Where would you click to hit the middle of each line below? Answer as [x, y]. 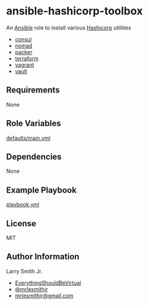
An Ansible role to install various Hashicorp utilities [69, 28]
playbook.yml [23, 205]
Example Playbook [41, 190]
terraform [27, 58]
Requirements [33, 90]
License [21, 223]
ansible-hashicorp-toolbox [74, 11]
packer [24, 52]
